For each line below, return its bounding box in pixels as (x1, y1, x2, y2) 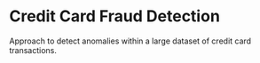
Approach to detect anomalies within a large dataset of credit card (9, 35, 251, 46)
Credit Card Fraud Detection (9, 6, 220, 27)
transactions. (9, 44, 58, 55)
